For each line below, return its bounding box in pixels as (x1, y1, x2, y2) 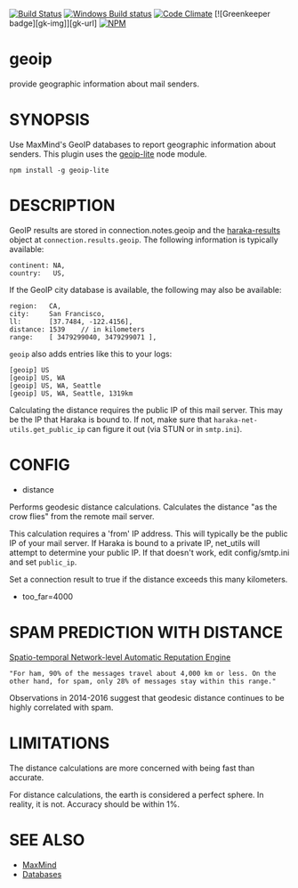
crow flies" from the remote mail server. (9, 510, 155, 521)
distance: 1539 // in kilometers (9, 325, 145, 334)
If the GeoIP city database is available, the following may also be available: (9, 284, 282, 295)
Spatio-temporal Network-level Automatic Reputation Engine (9, 651, 231, 663)
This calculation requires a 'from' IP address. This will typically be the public (9, 528, 288, 539)
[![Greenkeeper (214, 9, 271, 19)
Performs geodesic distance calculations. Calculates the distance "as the (9, 501, 278, 512)
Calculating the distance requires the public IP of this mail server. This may (9, 404, 283, 415)
